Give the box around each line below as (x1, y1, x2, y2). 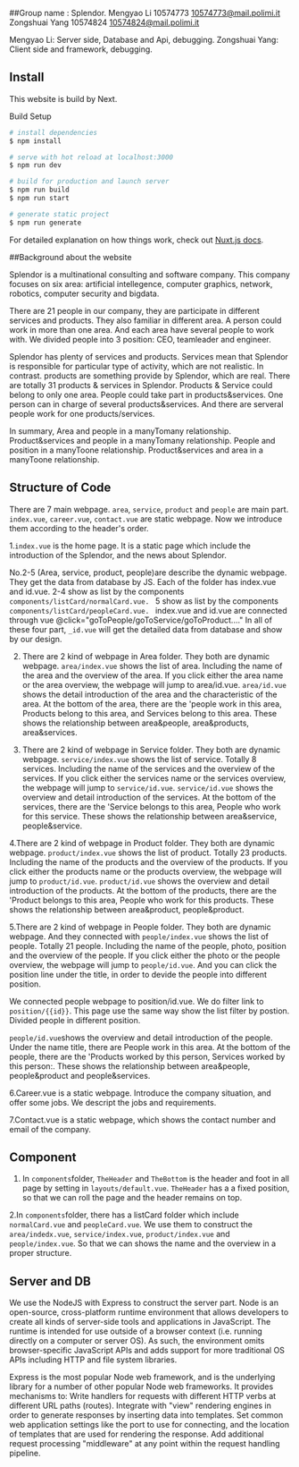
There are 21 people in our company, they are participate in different (9, 305, 261, 316)
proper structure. (9, 1248, 72, 1259)
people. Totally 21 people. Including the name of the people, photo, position (9, 940, 287, 951)
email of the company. (9, 1124, 92, 1134)
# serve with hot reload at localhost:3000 (9, 152, 174, 162)
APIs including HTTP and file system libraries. (9, 1354, 178, 1365)
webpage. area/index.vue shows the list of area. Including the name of (21, 660, 283, 671)
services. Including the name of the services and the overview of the (21, 763, 275, 774)
